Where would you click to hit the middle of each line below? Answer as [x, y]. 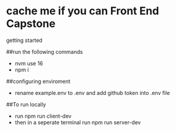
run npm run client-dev [43, 116]
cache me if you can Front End [83, 11]
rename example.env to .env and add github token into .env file [92, 93]
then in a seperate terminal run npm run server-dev [78, 122]
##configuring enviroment [38, 81]
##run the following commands [45, 51]
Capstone [31, 24]
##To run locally [26, 104]
